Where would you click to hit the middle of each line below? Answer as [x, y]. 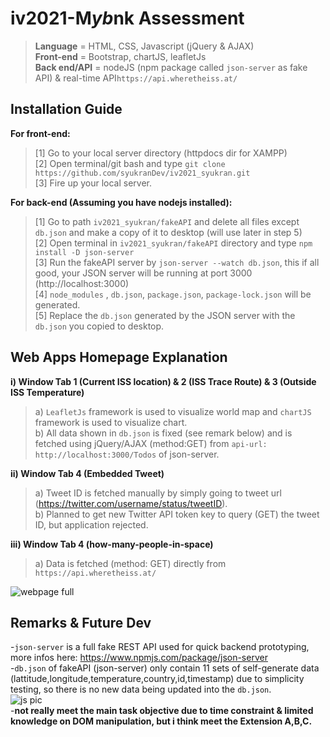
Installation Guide [66, 109]
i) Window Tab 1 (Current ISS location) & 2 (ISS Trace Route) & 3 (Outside [163, 381]
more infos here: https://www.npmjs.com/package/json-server [139, 658]
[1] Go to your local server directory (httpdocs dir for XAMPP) [161, 153]
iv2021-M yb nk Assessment [127, 18]
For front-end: [40, 133]
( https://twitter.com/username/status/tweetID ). [131, 503]
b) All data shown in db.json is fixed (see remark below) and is [163, 433]
